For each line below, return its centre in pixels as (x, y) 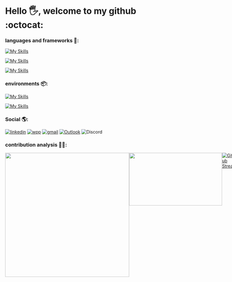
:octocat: (24, 25)
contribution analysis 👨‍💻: (36, 145)
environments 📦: (27, 84)
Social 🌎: (17, 119)
